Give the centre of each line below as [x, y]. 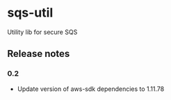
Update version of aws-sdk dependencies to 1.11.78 [91, 89]
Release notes [39, 54]
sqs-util [30, 13]
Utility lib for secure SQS [42, 32]
